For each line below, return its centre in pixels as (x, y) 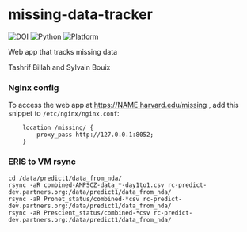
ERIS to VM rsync (42, 162)
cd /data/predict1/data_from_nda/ (65, 178)
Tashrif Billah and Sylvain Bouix (59, 67)
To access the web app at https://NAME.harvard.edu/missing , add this (123, 105)
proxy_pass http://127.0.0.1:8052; (95, 135)
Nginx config (34, 87)
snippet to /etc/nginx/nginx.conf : (64, 113)
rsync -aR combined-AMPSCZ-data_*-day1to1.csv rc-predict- (108, 185)
